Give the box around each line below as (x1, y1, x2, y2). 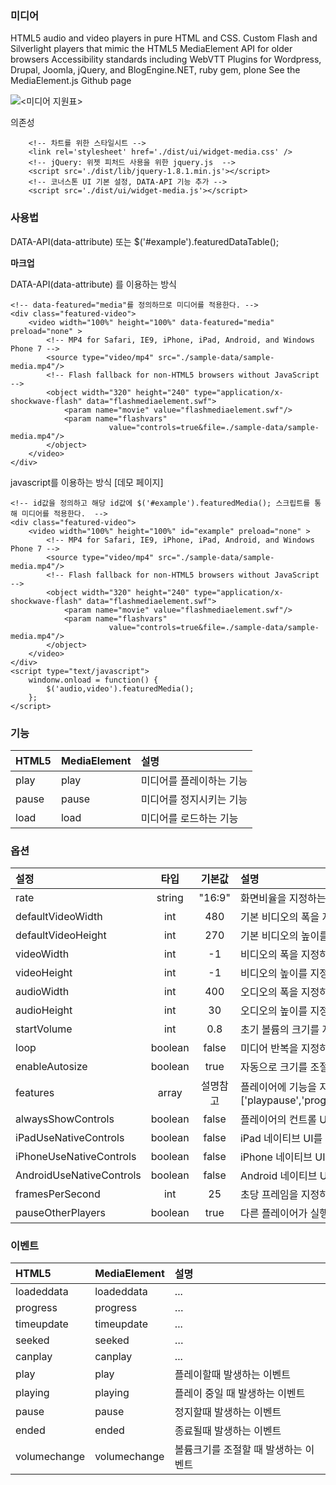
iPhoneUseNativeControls (15, 1150, 137, 1164)
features (15, 1086, 55, 1100)
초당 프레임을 (239, 1188, 299, 1202)
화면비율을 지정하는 (239, 892, 327, 906)
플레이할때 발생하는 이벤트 (174, 1368, 292, 1382)
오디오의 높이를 (239, 1004, 308, 1018)
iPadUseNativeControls (15, 1131, 125, 1145)
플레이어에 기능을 (239, 1080, 317, 1094)
